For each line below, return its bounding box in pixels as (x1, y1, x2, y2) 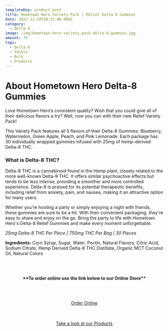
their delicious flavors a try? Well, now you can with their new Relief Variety (5, 113, 160, 119)
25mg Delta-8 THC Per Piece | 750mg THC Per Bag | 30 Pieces (5, 230, 136, 236)
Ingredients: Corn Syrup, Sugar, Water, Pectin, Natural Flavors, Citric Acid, (5, 240, 159, 246)
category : (5, 21, 26, 27)
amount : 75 (5, 36, 28, 41)
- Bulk (10, 54, 24, 59)
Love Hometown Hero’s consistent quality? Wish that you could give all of (5, 107, 157, 114)
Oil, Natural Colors (5, 251, 44, 257)
